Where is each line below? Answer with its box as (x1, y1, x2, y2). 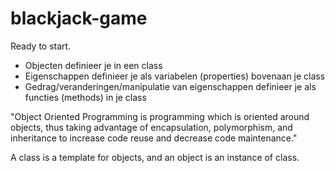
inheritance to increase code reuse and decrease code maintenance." (10, 132, 298, 144)
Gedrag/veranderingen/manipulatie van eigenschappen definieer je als (24, 80, 317, 92)
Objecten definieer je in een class (24, 59, 163, 71)
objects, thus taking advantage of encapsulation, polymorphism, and (10, 121, 293, 133)
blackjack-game (10, 7, 148, 30)
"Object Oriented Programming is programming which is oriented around (10, 110, 310, 122)
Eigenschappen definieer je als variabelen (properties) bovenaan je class (24, 70, 326, 82)
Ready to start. (10, 40, 72, 52)
